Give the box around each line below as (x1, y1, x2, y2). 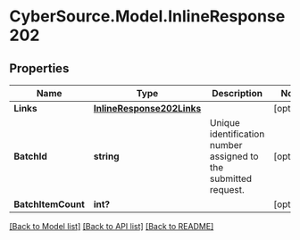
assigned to (209, 150, 259, 162)
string (93, 150, 120, 162)
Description (212, 87, 263, 99)
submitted (209, 172, 253, 185)
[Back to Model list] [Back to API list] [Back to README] (9, 221, 214, 231)
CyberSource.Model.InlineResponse (9, 6, 286, 27)
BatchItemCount (13, 198, 85, 211)
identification (209, 128, 265, 140)
